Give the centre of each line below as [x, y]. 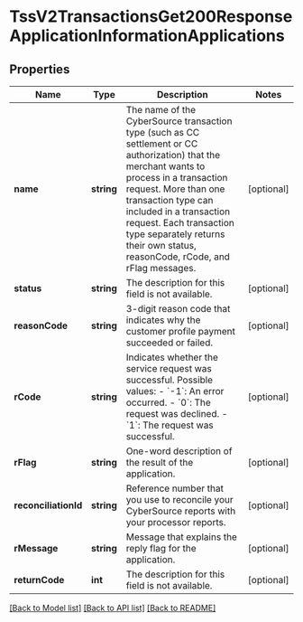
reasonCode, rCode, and [178, 257]
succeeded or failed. [170, 343]
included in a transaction [178, 212]
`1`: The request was [170, 425]
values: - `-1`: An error [175, 391]
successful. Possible [170, 380]
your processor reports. [176, 522]
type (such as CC [163, 132]
